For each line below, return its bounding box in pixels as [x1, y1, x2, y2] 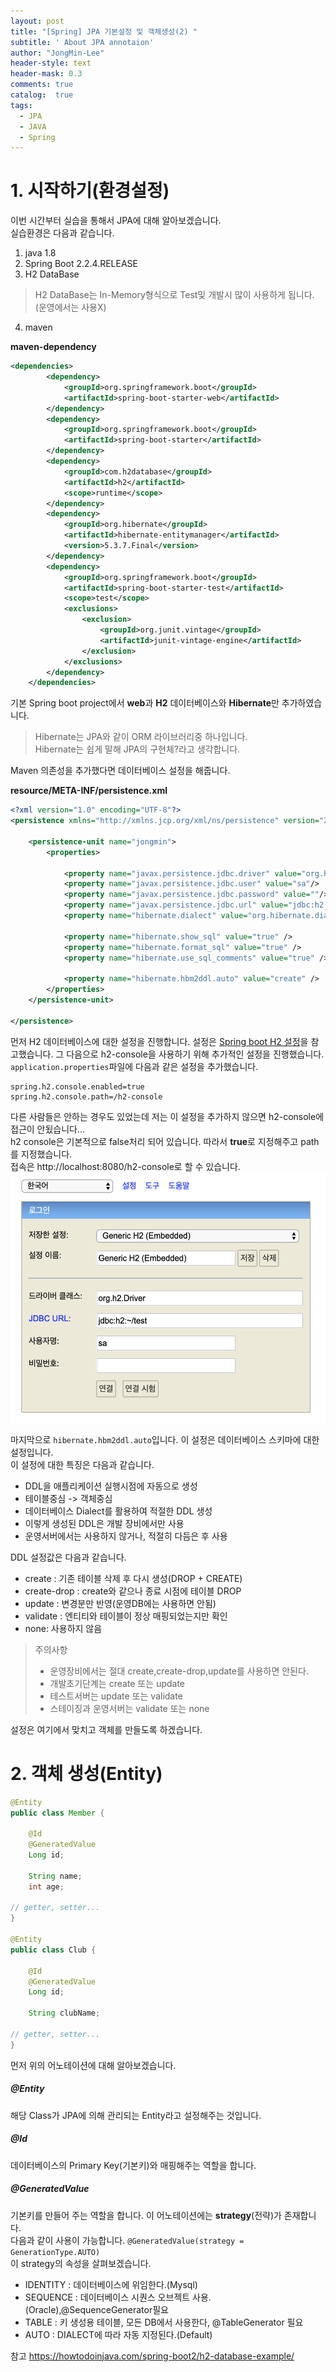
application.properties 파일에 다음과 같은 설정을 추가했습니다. [10, 1060, 259, 1072]
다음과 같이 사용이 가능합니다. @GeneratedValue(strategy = [10, 2234, 245, 2246]
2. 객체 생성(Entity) [10, 1762, 163, 1785]
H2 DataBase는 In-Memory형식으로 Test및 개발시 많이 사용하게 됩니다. [34, 289, 315, 301]
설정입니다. [10, 1446, 54, 1458]
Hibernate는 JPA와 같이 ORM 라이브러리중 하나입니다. [34, 731, 248, 743]
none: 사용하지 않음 [24, 1622, 103, 1634]
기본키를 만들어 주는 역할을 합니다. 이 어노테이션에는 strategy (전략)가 [10, 2209, 282, 2221]
